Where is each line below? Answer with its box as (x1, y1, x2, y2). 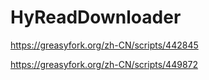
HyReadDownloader (10, 6, 182, 29)
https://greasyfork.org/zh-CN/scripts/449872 (10, 58, 199, 70)
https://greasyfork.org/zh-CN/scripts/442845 (10, 39, 199, 51)
